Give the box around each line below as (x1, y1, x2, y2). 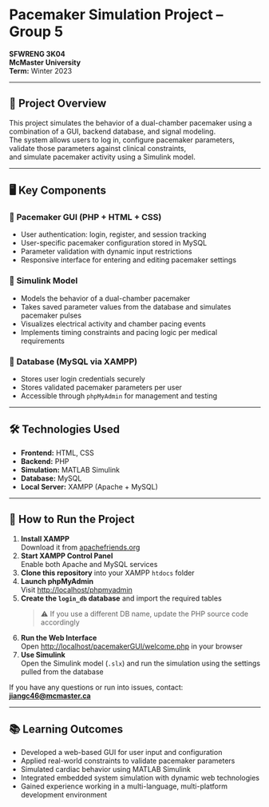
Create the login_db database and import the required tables (20, 593, 222, 603)
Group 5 (9, 22, 64, 41)
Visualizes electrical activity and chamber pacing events (20, 318, 206, 329)
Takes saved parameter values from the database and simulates (20, 302, 231, 311)
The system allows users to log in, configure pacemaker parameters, (9, 134, 235, 145)
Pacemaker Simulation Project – (9, 6, 224, 24)
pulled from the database (20, 666, 104, 677)
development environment (20, 790, 108, 800)
